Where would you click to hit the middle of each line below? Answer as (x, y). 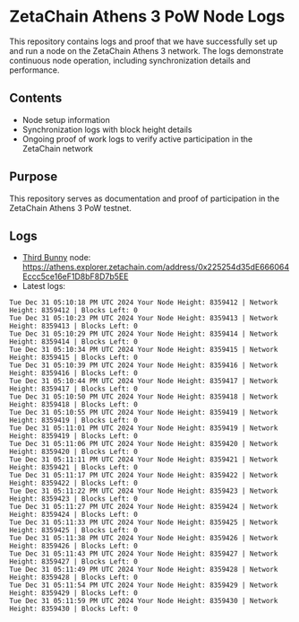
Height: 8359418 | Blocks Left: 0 (74, 405)
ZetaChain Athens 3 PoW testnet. (70, 207)
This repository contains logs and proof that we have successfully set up (143, 41)
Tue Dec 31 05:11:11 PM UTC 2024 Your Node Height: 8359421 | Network (144, 460)
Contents (36, 98)
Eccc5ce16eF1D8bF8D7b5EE (75, 276)
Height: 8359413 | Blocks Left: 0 (74, 326)
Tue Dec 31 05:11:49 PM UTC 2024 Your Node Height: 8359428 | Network (144, 570)
